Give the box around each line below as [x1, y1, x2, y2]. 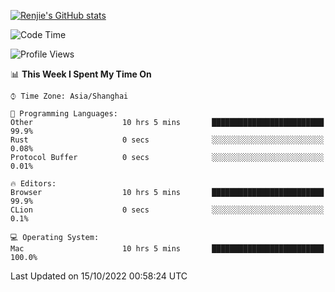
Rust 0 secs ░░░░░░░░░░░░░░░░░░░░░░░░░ [10, 135, 325, 145]
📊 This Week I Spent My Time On [10, 68, 152, 80]
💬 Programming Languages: [10, 109, 118, 119]
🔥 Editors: [10, 179, 57, 189]
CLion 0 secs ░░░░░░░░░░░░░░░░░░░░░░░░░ [10, 205, 325, 215]
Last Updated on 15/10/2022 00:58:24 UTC [10, 270, 188, 282]
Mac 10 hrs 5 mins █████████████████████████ [10, 244, 325, 254]
